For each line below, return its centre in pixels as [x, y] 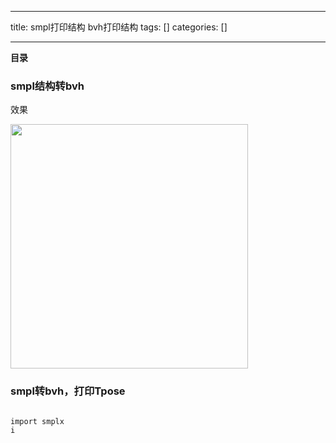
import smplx [37, 421]
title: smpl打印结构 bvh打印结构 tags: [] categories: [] [119, 27]
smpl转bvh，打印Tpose [68, 391]
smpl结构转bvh [47, 86]
